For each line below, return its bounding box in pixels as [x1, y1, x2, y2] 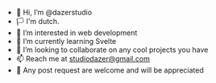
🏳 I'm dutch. [15, 17, 60, 26]
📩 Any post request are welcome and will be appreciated [15, 65, 204, 75]
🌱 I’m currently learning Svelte [15, 37, 117, 45]
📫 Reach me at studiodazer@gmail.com [15, 54, 151, 63]
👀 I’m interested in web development [15, 28, 138, 38]
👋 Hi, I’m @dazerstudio [15, 8, 93, 17]
